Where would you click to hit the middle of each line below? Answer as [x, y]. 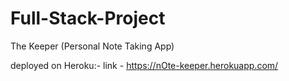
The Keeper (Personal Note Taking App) [92, 46]
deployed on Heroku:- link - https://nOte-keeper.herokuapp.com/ [144, 65]
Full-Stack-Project [88, 18]
